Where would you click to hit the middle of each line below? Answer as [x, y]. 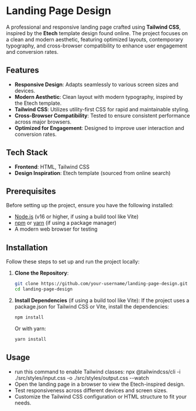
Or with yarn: [30, 328]
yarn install [30, 339]
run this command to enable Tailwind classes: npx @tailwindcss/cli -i [97, 371]
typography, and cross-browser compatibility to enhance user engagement [97, 46]
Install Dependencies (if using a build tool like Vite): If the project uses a [102, 300]
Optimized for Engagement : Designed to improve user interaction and [99, 128]
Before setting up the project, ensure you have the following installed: [90, 205]
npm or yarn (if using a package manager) [66, 223]
